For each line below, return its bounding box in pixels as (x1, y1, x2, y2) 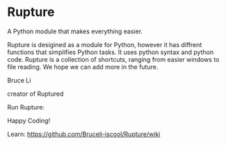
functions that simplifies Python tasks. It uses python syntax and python (7, 48, 214, 56)
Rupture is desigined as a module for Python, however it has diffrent (7, 40, 202, 49)
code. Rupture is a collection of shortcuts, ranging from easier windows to (7, 55, 220, 63)
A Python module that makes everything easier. (7, 27, 143, 35)
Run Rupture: (7, 103, 45, 111)
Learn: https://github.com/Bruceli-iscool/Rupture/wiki (7, 130, 161, 138)
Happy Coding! (7, 116, 51, 125)
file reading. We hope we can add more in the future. (7, 62, 159, 71)
